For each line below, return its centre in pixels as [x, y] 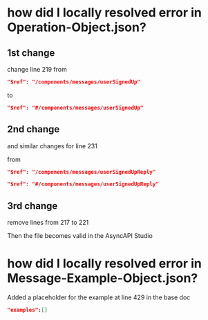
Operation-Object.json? [77, 27]
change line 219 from [37, 69]
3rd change [32, 206]
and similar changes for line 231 [53, 146]
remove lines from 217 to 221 [48, 223]
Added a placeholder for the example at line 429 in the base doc [99, 297]
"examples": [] [28, 310]
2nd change [34, 129]
